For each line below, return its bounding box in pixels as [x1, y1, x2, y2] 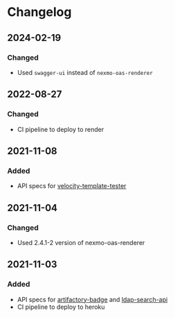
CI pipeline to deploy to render [17, 125, 104, 133]
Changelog [7, 4, 72, 20]
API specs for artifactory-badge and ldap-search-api [17, 295, 168, 303]
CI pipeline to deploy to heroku [17, 303, 105, 311]
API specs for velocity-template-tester [17, 182, 127, 190]
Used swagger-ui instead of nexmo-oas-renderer [17, 68, 154, 76]
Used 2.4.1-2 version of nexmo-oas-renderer [17, 238, 145, 246]
